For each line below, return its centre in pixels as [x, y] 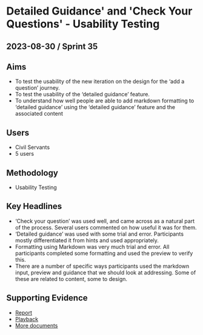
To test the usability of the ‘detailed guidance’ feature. [82, 95]
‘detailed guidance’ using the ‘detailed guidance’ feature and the [95, 107]
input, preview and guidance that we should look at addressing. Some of [105, 272]
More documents [36, 325]
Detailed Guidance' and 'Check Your [99, 11]
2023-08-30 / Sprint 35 [52, 46]
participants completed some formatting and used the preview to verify [104, 253]
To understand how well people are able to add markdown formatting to [105, 101]
